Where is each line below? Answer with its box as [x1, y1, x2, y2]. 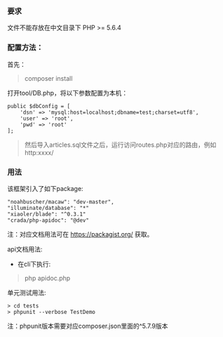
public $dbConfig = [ [7, 103, 71, 110]
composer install [24, 74, 73, 82]
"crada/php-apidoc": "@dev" [7, 216, 90, 224]
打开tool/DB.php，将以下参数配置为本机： [7, 88, 128, 97]
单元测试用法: [7, 288, 47, 296]
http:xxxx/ [24, 148, 54, 157]
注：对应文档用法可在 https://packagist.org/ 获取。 [7, 230, 154, 238]
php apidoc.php [24, 274, 71, 282]
